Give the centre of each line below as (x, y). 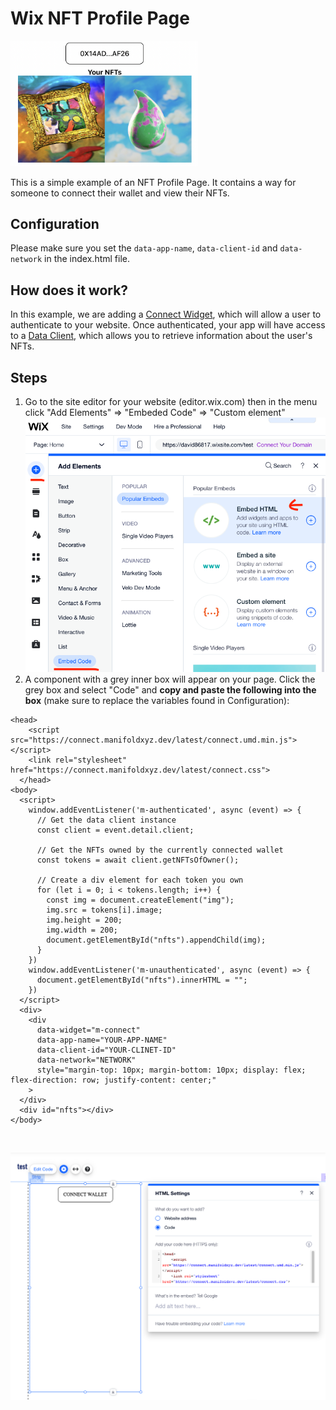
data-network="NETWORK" (86, 1060)
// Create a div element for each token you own (140, 880)
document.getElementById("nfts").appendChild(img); (156, 940)
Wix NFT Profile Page (100, 18)
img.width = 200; (82, 930)
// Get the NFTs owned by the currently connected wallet (160, 850)
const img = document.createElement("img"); (140, 900)
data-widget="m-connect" (88, 1030)
